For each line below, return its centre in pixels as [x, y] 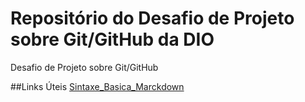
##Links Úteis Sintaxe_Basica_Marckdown [97, 86]
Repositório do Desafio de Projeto [152, 18]
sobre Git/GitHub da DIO [112, 39]
